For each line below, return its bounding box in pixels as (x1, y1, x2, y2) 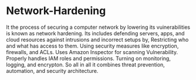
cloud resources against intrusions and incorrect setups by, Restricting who (6, 36, 189, 43)
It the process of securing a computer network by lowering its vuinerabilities (6, 24, 191, 31)
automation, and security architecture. (6, 67, 99, 74)
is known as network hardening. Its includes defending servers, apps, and (6, 29, 185, 36)
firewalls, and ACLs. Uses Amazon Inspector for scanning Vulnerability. (6, 48, 178, 55)
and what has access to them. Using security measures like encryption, (6, 42, 179, 49)
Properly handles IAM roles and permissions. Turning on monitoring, (6, 55, 171, 62)
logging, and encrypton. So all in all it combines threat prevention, (6, 61, 165, 68)
